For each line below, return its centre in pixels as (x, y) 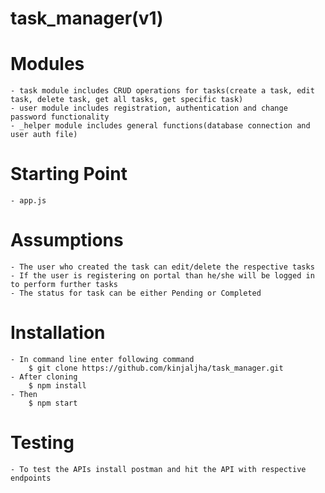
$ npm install (57, 385)
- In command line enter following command (102, 359)
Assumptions (67, 240)
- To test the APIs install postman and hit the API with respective (158, 469)
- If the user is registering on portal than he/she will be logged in (162, 276)
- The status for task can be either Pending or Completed (136, 293)
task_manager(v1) (87, 18)
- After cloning (44, 377)
